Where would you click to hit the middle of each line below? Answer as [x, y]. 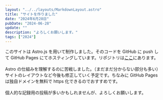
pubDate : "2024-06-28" [28, 23]
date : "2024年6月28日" [27, 19]
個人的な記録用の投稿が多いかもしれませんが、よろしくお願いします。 [75, 92]
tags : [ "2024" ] [21, 37]
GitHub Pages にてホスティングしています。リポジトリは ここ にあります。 [84, 57]
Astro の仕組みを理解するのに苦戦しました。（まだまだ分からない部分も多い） [82, 69]
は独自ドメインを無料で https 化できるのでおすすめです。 [63, 81]
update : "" [16, 28]
